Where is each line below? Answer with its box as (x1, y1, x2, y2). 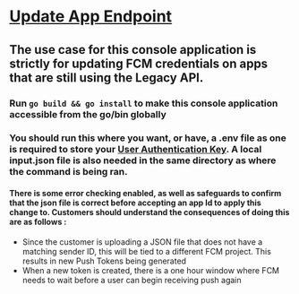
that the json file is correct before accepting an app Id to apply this (9, 197, 261, 208)
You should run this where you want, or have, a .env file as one (9, 132, 286, 144)
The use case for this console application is (9, 42, 257, 57)
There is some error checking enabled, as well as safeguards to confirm (9, 188, 282, 199)
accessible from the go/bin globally (9, 108, 167, 120)
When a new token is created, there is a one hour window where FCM (21, 264, 280, 275)
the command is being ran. (9, 166, 128, 178)
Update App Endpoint (9, 6, 173, 27)
